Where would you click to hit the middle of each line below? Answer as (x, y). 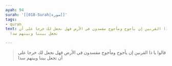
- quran (14, 24)
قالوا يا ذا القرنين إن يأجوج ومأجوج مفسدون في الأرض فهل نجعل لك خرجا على (92, 52)
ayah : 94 (15, 10)
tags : (11, 19)
